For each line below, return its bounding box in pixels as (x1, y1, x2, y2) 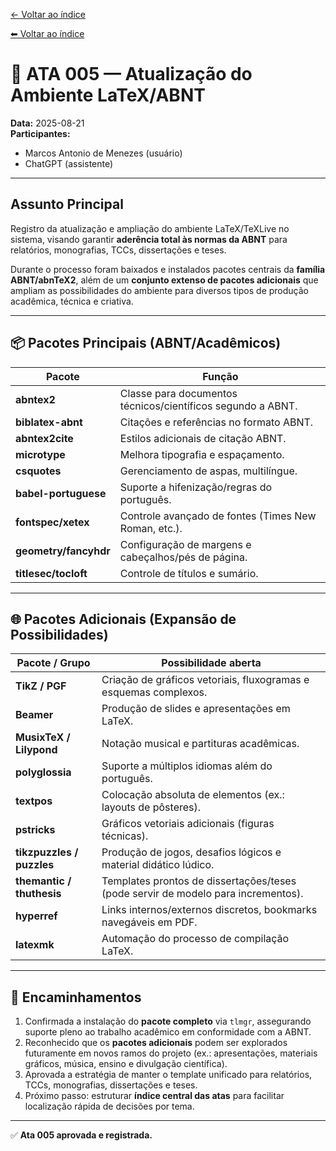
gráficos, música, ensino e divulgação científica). (24, 1058, 228, 1070)
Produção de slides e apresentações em (101, 702, 291, 716)
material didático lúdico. (101, 858, 215, 872)
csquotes (15, 464, 62, 478)
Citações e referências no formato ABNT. (119, 415, 314, 429)
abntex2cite (15, 431, 74, 445)
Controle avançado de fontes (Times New (119, 509, 317, 523)
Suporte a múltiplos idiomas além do (101, 759, 273, 773)
